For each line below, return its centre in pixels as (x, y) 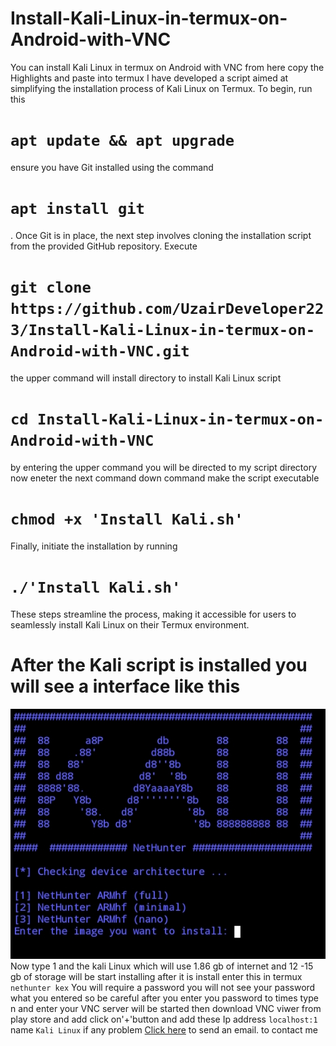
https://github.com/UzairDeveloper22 (167, 309)
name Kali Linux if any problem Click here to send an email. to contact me (164, 1030)
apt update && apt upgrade (122, 141)
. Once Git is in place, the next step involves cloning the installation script (161, 235)
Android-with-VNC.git (100, 351)
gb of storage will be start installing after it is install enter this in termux (156, 977)
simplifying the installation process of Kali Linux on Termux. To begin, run (161, 88)
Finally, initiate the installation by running (94, 546)
